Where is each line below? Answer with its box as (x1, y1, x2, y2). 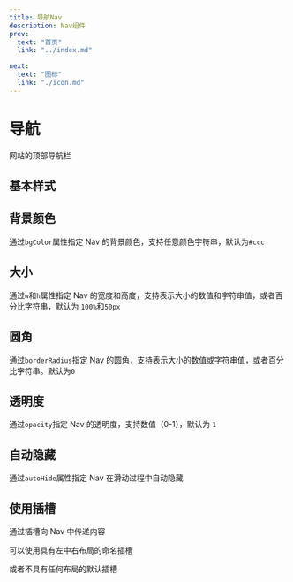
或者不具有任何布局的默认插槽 (9, 563, 117, 574)
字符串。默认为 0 (16, 365, 76, 376)
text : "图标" (17, 70, 63, 80)
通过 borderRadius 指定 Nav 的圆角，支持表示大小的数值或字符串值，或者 (9, 355, 269, 365)
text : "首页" (17, 37, 63, 47)
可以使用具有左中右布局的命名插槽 (9, 545, 133, 555)
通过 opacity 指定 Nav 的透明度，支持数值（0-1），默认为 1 (9, 419, 217, 430)
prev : (9, 29, 29, 38)
